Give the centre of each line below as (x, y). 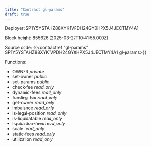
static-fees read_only (34, 134)
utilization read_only (32, 139)
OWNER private (28, 71)
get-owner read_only (33, 102)
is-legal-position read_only (39, 113)
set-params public (31, 82)
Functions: (16, 62)
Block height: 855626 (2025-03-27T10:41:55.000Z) (57, 38)
